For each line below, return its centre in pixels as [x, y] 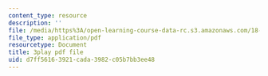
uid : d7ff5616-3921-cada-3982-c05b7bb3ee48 [82, 60]
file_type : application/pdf [55, 38]
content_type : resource [48, 15]
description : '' [35, 23]
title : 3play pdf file [46, 52]
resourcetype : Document [48, 45]
